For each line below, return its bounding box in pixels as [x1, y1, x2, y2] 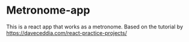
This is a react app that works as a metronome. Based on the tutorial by [6, 23, 184, 30]
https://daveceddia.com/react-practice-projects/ [6, 29, 128, 36]
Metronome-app [6, 4, 90, 17]
